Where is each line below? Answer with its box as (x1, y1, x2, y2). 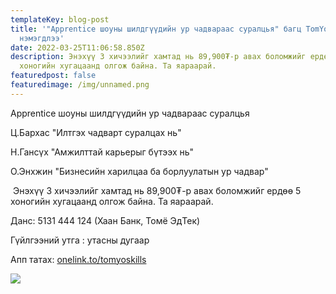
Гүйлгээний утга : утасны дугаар (10, 234, 150, 246)
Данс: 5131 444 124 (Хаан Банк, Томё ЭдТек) (10, 214, 201, 226)
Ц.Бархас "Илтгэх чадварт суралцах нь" (10, 126, 182, 138)
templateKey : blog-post (10, 14, 110, 25)
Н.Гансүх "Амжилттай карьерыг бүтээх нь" (10, 146, 195, 158)
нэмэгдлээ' (19, 33, 65, 43)
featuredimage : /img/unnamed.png (10, 80, 150, 90)
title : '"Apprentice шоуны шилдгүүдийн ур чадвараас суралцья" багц (10, 24, 302, 34)
